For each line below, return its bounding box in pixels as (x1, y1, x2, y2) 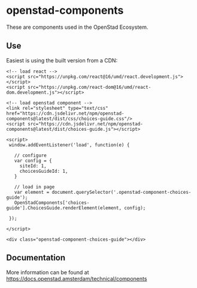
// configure (14, 152, 47, 158)
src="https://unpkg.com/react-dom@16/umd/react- (28, 84, 151, 90)
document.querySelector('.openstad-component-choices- (51, 189, 192, 195)
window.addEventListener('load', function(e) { (8, 142, 130, 148)
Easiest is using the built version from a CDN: (6, 56, 118, 64)
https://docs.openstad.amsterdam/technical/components (6, 275, 147, 282)
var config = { (14, 157, 52, 164)
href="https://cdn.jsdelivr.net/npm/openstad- (6, 110, 125, 116)
